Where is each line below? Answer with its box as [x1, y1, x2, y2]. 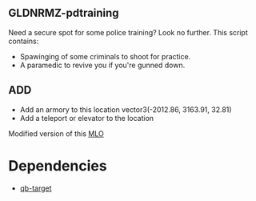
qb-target [19, 183, 52, 193]
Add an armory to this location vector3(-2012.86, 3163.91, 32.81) [19, 104, 232, 115]
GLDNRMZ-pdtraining [8, 6, 119, 20]
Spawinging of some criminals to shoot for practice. [19, 51, 191, 61]
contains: [8, 36, 39, 46]
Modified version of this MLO [8, 128, 104, 139]
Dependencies [8, 156, 107, 175]
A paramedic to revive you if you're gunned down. [19, 60, 186, 70]
